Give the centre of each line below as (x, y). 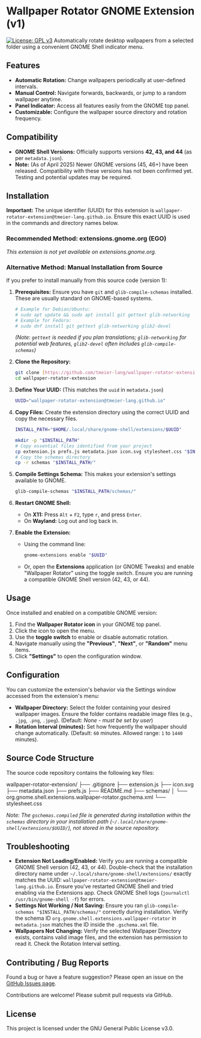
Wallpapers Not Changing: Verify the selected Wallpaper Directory (98, 931)
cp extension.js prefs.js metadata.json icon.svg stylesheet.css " (101, 452)
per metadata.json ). (39, 158)
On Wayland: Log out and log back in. (71, 521)
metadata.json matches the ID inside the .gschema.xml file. (87, 925)
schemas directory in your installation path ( (59, 821)
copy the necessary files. (46, 419)
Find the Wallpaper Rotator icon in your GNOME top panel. (88, 624)
